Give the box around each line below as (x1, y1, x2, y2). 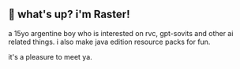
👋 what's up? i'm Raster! (8, 8, 130, 21)
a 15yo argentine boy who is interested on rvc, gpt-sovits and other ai (8, 28, 234, 38)
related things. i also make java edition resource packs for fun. (8, 37, 211, 46)
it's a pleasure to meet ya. (8, 52, 92, 61)
